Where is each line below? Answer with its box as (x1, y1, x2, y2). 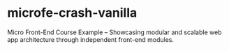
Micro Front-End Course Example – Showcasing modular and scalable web (7, 28, 222, 36)
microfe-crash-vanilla (7, 5, 138, 21)
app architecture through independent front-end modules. (7, 35, 175, 43)
